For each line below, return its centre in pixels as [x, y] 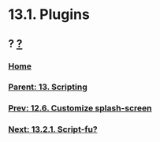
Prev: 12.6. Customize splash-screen [80, 108]
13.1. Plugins [49, 15]
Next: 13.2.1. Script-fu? [53, 129]
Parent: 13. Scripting [48, 87]
